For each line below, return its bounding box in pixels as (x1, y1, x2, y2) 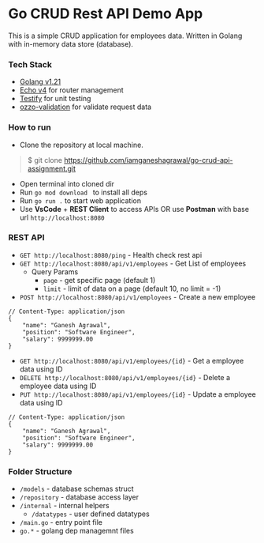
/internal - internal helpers (19, 501, 110, 511)
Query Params (31, 266, 79, 277)
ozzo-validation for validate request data (19, 102, 152, 111)
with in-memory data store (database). (8, 39, 134, 48)
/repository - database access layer (19, 492, 139, 502)
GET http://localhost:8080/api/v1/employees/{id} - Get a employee (19, 356, 244, 365)
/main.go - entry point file (19, 518, 102, 527)
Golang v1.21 (19, 77, 61, 87)
